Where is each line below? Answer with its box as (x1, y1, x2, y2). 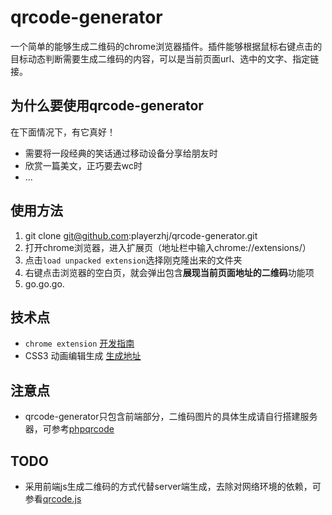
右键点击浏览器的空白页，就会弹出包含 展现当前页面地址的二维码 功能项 (24, 266, 315, 278)
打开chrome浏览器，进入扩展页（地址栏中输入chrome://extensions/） (24, 241, 312, 253)
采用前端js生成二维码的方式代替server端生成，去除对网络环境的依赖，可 (24, 481, 322, 492)
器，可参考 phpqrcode (24, 423, 115, 435)
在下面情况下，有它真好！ (10, 126, 116, 138)
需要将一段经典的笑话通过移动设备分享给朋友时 (24, 147, 218, 159)
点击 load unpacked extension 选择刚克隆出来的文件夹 (24, 254, 243, 266)
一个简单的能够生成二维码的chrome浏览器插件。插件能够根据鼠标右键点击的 (10, 40, 323, 52)
